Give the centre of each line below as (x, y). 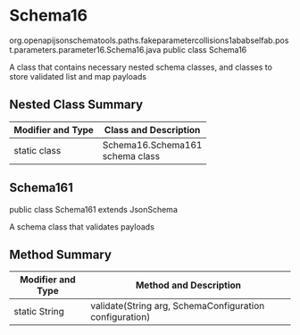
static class (37, 150)
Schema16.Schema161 (152, 145)
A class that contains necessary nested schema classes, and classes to (141, 67)
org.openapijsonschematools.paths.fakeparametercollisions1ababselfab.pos (149, 40)
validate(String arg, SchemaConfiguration (178, 306)
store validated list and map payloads (78, 76)
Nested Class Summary (76, 105)
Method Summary (60, 254)
